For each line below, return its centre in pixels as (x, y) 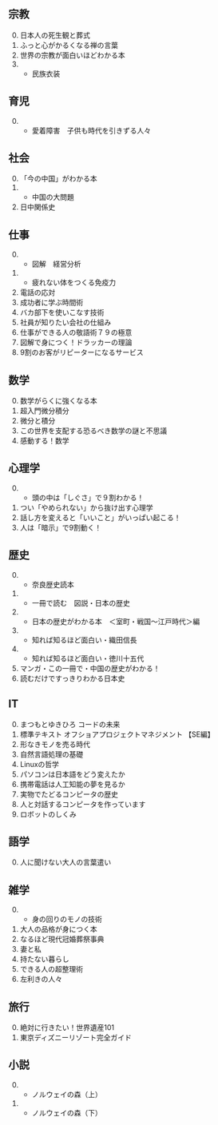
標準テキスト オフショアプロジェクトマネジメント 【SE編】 (117, 734)
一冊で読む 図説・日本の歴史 (81, 602)
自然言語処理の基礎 (52, 754)
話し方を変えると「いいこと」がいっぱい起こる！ (100, 517)
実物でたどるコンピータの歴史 (69, 794)
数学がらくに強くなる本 (58, 401)
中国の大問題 (53, 197)
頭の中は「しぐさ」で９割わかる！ (88, 497)
